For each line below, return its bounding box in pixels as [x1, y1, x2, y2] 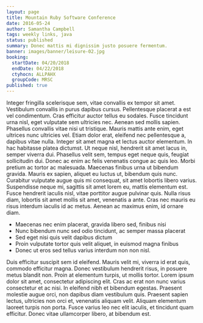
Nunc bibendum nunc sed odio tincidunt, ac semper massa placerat [15, 227, 186, 234]
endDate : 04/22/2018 [12, 65, 64, 72]
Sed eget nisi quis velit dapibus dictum [15, 234, 113, 241]
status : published [6, 37, 53, 43]
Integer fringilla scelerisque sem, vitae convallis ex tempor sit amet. [6, 99, 176, 106]
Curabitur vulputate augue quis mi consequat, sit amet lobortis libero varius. [6, 177, 197, 184]
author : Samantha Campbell [6, 26, 75, 32]
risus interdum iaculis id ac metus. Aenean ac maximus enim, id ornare [6, 203, 184, 210]
